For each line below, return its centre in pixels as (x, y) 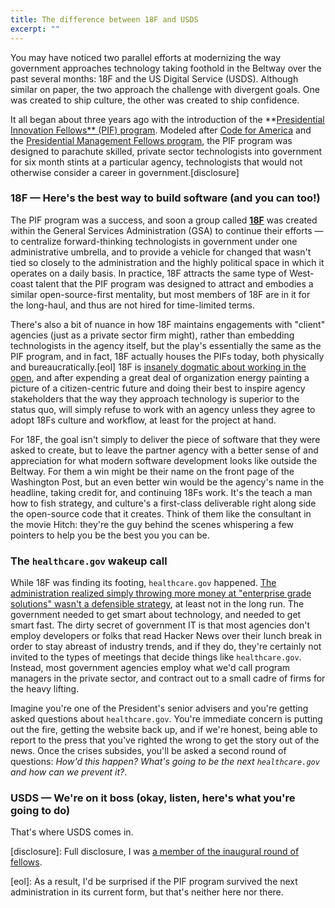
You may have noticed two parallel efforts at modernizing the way (145, 57)
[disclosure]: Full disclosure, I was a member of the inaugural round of (155, 852)
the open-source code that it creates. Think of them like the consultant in (161, 513)
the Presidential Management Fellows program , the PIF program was (151, 140)
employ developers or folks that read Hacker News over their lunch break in (166, 636)
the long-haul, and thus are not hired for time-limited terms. (133, 305)
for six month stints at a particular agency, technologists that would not (156, 162)
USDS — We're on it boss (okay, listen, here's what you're (153, 798)
